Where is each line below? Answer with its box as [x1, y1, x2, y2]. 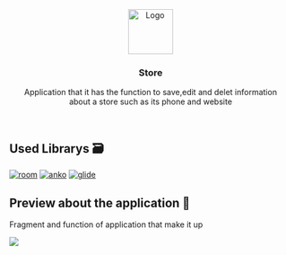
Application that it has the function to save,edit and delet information [23, 87, 278, 98]
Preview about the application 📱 [9, 195, 191, 210]
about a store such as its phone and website [68, 96, 233, 107]
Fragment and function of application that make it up [9, 219, 204, 230]
